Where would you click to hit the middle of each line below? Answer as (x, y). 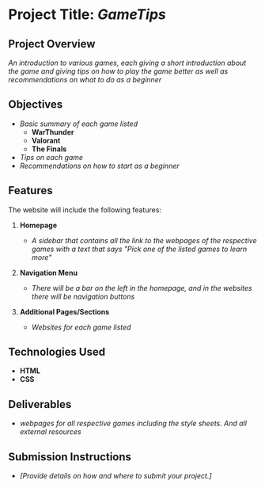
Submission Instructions (70, 457)
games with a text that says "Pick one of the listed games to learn (139, 249)
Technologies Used (57, 352)
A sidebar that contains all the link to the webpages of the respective (144, 240)
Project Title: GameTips (87, 15)
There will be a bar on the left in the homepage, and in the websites (142, 288)
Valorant (46, 140)
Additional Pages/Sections (64, 311)
